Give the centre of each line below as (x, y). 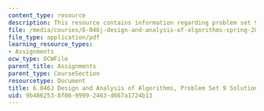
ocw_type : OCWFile (38, 59)
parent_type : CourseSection (54, 73)
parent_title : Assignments (52, 66)
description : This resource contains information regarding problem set (130, 23)
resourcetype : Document (47, 81)
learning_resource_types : (50, 45)
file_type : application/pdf (54, 37)
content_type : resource (47, 15)
